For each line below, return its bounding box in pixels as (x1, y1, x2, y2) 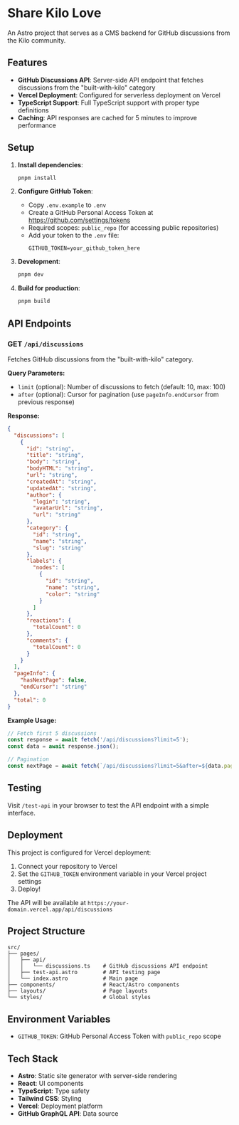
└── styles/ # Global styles (7, 994, 152, 1001)
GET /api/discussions (7, 339, 84, 349)
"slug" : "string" (33, 544, 84, 551)
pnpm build (17, 297, 51, 305)
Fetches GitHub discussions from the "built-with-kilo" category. (7, 354, 193, 364)
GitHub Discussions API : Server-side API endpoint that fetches (17, 75, 204, 84)
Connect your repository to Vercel (17, 862, 117, 870)
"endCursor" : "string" (20, 683, 87, 690)
